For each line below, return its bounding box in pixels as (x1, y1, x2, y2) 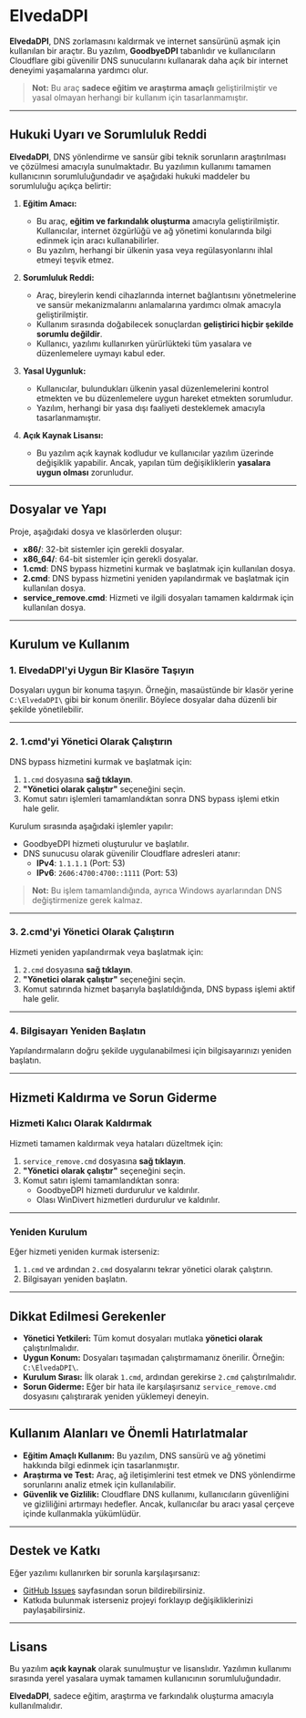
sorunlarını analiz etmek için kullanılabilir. (22, 1478, 176, 1490)
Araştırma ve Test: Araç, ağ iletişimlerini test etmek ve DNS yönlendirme (22, 1469, 296, 1480)
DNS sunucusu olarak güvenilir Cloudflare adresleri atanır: (22, 848, 241, 859)
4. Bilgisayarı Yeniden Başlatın (9, 1024, 147, 1037)
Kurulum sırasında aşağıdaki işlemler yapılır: (9, 820, 174, 831)
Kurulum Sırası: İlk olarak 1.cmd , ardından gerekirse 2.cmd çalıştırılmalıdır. (22, 1371, 297, 1382)
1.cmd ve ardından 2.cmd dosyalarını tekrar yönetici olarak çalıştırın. (22, 1264, 273, 1275)
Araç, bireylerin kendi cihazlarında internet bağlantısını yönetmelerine (36, 289, 297, 301)
